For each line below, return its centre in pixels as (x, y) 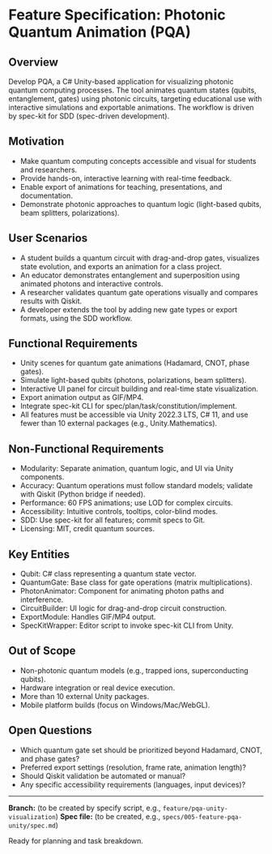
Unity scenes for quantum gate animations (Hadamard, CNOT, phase (135, 363)
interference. (42, 600)
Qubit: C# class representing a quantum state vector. (108, 574)
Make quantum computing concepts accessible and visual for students (138, 161)
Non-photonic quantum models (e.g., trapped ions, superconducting (134, 670)
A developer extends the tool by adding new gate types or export (129, 309)
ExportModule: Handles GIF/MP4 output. (88, 617)
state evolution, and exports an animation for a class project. (121, 266)
